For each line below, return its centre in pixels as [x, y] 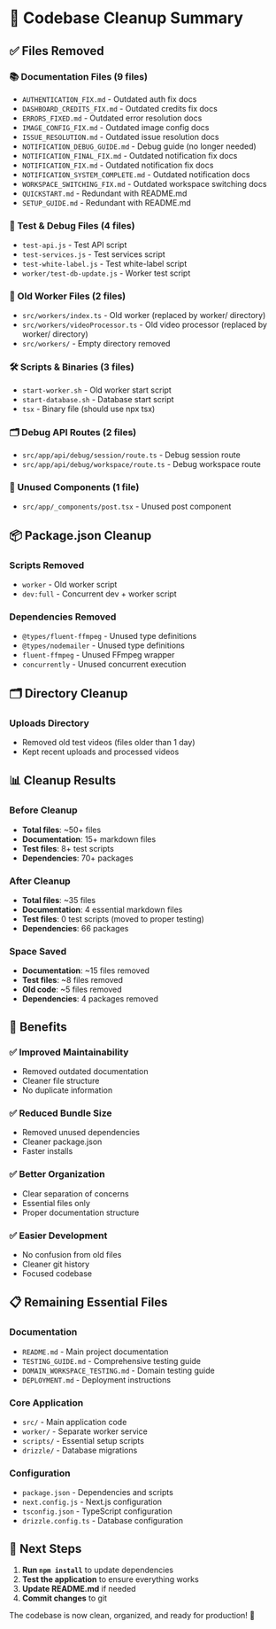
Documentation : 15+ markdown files [89, 839]
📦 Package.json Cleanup [80, 535]
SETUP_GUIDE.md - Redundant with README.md [107, 202]
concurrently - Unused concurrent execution [104, 665]
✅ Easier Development [58, 1235]
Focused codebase [57, 1273]
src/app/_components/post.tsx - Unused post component [126, 507]
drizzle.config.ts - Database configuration [103, 1521]
